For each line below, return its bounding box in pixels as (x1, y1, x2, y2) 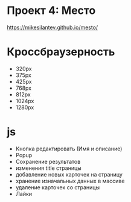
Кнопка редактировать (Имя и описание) (15, 145, 123, 152)
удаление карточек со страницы (15, 183, 100, 191)
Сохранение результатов (15, 158, 81, 165)
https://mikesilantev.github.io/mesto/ (7, 24, 98, 31)
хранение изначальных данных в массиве (15, 177, 125, 184)
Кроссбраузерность (7, 45, 115, 59)
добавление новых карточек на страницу (15, 170, 123, 178)
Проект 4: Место (7, 4, 96, 18)
